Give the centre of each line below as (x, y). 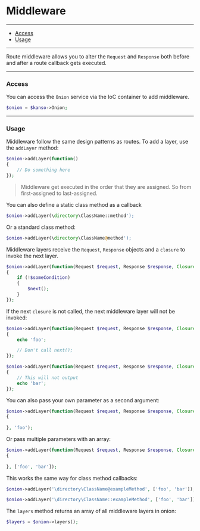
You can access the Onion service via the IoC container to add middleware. (98, 97)
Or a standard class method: (41, 227)
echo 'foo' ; (32, 340)
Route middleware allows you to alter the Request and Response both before (98, 56)
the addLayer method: (32, 148)
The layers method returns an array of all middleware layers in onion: (91, 511)
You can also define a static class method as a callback (74, 204)
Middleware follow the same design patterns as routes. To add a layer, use (97, 142)
